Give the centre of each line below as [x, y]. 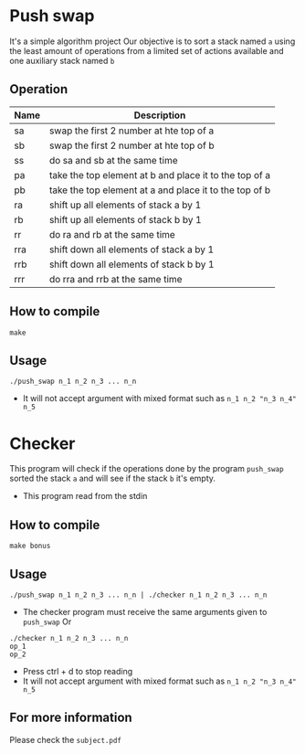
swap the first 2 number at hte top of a [131, 131]
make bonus [30, 546]
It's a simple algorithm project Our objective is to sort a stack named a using [152, 41]
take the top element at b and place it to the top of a [160, 175]
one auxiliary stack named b [62, 60]
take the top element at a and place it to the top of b [160, 190]
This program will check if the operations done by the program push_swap [147, 469]
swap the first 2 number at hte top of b [131, 145]
